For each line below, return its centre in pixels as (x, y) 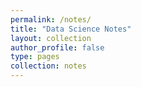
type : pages (35, 57)
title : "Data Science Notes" (71, 29)
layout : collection (51, 38)
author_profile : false (57, 47)
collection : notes (48, 66)
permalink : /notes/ (51, 19)
